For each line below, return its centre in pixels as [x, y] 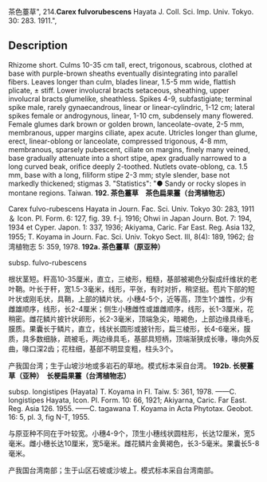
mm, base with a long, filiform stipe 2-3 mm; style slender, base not [119, 174]
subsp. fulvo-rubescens [48, 262]
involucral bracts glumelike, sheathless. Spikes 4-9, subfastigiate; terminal [130, 99]
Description [38, 46]
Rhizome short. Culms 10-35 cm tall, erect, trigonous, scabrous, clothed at [130, 65]
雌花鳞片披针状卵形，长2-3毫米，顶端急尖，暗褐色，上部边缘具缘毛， [143, 319]
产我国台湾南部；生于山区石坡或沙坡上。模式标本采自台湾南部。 [113, 470]
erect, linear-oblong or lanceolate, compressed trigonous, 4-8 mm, [118, 141]
